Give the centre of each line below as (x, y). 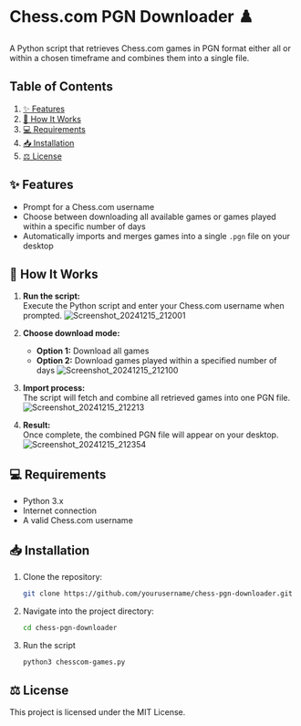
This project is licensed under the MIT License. (98, 712)
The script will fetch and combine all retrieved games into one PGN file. (156, 398)
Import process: (54, 388)
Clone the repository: (62, 577)
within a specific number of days (84, 226)
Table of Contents (62, 87)
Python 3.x (43, 501)
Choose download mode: (71, 333)
